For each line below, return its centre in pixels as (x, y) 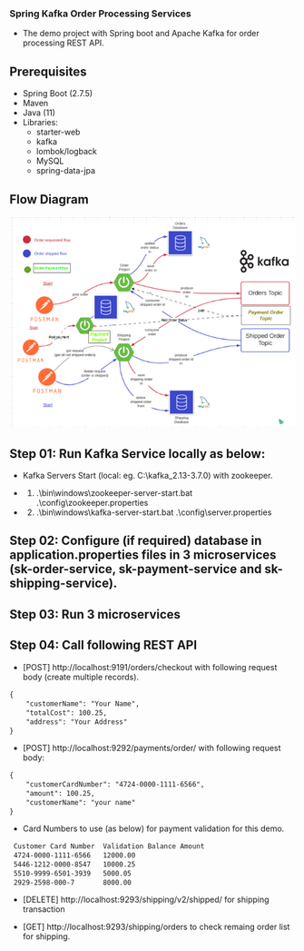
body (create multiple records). (80, 677)
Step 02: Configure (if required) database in (136, 541)
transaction (44, 909)
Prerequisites (48, 71)
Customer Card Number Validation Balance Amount (109, 846)
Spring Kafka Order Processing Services (101, 14)
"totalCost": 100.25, (66, 713)
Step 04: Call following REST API (103, 645)
